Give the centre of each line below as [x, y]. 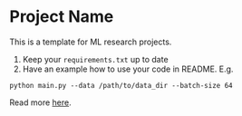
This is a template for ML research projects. [91, 42]
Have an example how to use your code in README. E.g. [128, 69]
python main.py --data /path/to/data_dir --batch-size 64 [121, 85]
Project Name [62, 17]
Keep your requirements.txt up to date [96, 59]
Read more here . [40, 102]
